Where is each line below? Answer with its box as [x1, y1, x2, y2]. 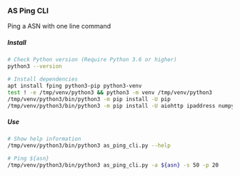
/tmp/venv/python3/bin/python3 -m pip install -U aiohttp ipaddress [7, 102, 216, 109]
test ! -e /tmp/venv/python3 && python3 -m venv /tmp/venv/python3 [7, 88, 213, 96]
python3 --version [7, 63, 62, 70]
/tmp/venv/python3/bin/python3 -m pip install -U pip [7, 95, 171, 103]
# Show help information [7, 135, 81, 143]
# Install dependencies [7, 76, 79, 83]
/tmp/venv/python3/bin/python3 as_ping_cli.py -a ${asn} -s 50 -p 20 [7, 161, 219, 169]
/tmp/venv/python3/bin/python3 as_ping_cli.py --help [7, 142, 171, 150]
